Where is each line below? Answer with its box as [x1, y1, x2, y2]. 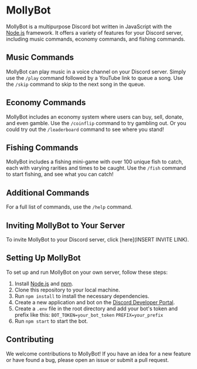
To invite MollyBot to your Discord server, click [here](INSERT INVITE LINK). [6, 236, 189, 243]
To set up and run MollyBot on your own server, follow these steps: [6, 269, 168, 276]
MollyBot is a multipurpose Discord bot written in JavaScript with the [6, 23, 172, 30]
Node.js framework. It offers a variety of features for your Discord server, [6, 29, 183, 36]
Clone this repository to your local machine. [14, 286, 120, 293]
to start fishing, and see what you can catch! [6, 171, 114, 178]
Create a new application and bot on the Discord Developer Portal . [14, 298, 175, 306]
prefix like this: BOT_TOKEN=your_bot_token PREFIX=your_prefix [14, 311, 164, 318]
